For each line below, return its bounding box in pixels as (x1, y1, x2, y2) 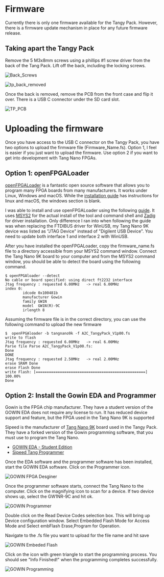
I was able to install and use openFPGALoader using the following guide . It (5, 207, 155, 213)
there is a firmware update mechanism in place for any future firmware (5, 25, 148, 30)
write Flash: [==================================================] (5, 369, 148, 374)
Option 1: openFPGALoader (5, 169, 90, 178)
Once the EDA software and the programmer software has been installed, (5, 459, 153, 465)
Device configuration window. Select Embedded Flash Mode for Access (5, 518, 150, 524)
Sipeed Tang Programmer (12, 449, 65, 455)
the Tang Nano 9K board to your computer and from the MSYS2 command (5, 253, 155, 259)
